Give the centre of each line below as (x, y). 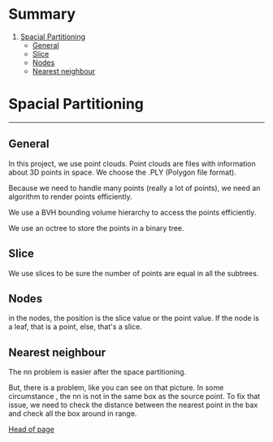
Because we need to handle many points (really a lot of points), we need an (134, 188)
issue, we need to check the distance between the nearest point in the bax (133, 405)
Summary (42, 14)
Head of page (31, 429)
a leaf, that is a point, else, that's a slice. (75, 327)
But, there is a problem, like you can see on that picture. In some (116, 388)
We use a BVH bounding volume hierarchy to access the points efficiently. (132, 212)
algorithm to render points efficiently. (70, 197)
